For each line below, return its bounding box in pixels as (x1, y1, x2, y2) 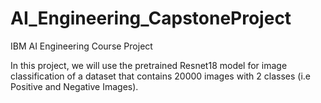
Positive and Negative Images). (10, 80, 139, 92)
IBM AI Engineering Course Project (10, 40, 153, 52)
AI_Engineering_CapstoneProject (10, 7, 292, 30)
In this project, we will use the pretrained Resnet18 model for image (10, 59, 288, 71)
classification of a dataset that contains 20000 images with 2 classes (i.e (10, 70, 312, 82)
